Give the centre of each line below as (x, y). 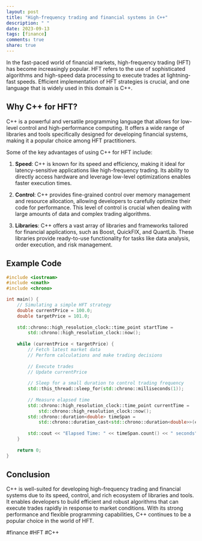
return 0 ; (29, 450)
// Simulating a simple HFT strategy (64, 305)
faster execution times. (43, 183)
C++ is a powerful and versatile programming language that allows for (93, 121)
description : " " (28, 23)
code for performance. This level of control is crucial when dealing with (103, 207)
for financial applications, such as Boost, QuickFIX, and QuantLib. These (104, 231)
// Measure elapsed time (59, 400)
